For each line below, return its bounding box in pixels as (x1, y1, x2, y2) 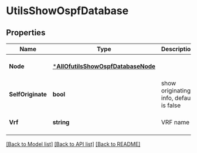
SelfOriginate (9, 90, 47, 98)
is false (161, 101, 181, 109)
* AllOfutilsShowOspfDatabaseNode (52, 62, 156, 70)
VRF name (161, 118, 189, 126)
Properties (6, 28, 46, 38)
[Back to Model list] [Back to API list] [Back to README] (6, 141, 141, 148)
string (52, 118, 70, 126)
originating (161, 87, 191, 95)
